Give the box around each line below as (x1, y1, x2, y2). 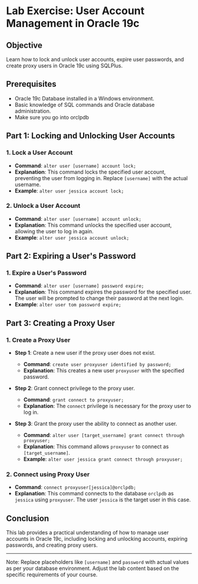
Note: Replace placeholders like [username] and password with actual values (6, 559, 189, 566)
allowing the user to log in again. (14, 227, 94, 234)
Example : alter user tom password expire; (14, 301, 122, 308)
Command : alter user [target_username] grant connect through (23, 432, 184, 439)
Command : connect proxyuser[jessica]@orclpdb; (14, 484, 137, 491)
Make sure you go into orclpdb (14, 113, 90, 120)
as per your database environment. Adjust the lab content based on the (6, 565, 179, 572)
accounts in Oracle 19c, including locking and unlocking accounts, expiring (6, 536, 188, 543)
